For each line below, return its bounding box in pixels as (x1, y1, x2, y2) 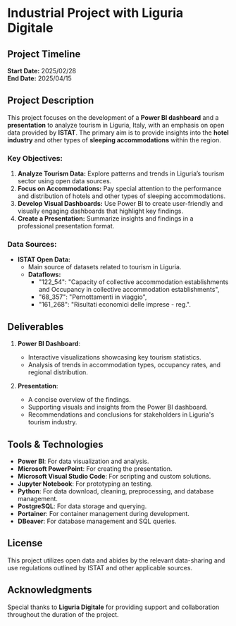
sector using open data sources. (17, 177, 112, 185)
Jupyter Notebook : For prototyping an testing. (17, 479, 153, 488)
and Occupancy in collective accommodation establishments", (38, 286, 220, 294)
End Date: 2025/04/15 (7, 74, 72, 82)
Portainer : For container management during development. (17, 510, 190, 518)
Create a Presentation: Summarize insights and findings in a (17, 214, 194, 223)
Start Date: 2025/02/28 (7, 67, 76, 75)
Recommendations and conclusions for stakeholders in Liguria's (27, 410, 215, 419)
